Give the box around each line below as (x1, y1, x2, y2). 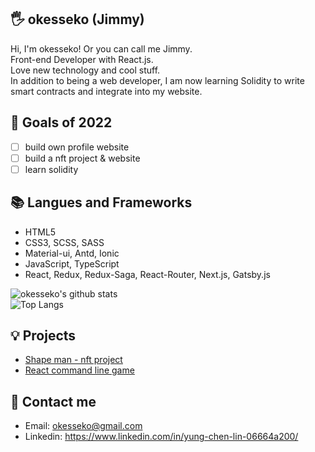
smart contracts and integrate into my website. (10, 85, 203, 97)
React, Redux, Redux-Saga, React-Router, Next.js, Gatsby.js (24, 268, 271, 280)
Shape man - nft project (24, 354, 123, 366)
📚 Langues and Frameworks (10, 194, 193, 211)
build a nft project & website (24, 152, 141, 164)
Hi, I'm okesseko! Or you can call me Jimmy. (10, 42, 193, 55)
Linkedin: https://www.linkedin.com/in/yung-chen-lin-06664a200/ (24, 431, 299, 443)
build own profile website (24, 141, 130, 153)
